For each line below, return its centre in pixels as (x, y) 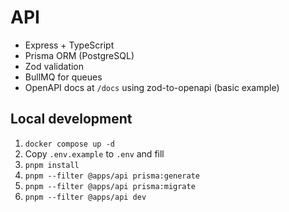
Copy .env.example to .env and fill (94, 153)
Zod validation (54, 66)
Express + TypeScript (69, 45)
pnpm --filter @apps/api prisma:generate (112, 176)
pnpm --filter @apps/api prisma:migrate (110, 186)
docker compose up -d (69, 144)
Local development (71, 119)
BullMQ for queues (63, 77)
